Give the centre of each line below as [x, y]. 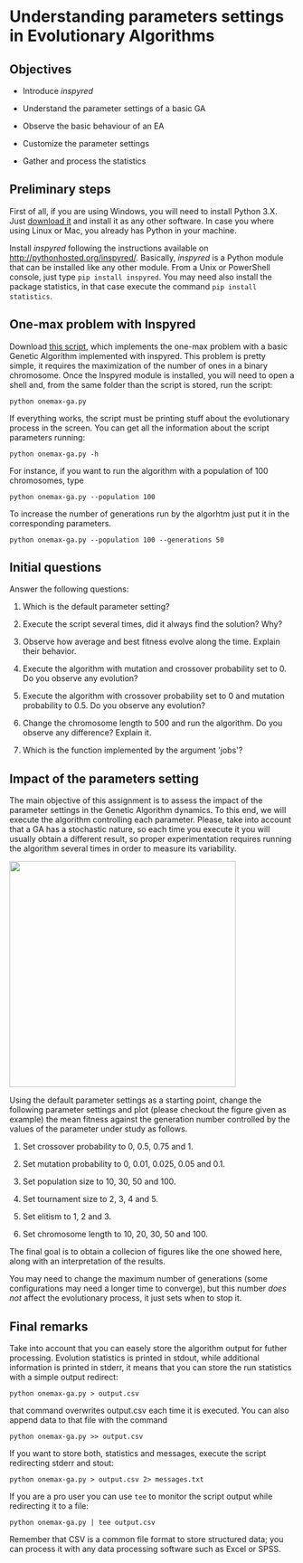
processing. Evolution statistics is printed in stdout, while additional [134, 1358]
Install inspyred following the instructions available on [109, 248]
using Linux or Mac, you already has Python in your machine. [123, 230]
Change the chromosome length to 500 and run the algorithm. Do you [152, 723]
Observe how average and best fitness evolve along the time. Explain [151, 642]
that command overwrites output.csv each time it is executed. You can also [149, 1411]
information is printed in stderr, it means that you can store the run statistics [151, 1368]
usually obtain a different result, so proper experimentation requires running [151, 839]
